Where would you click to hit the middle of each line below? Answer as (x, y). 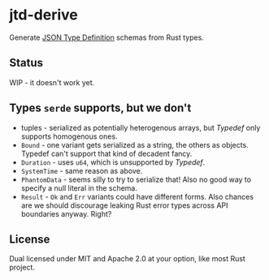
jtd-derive (43, 15)
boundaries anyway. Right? (66, 213)
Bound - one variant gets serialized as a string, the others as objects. (134, 144)
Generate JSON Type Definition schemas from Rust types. (106, 37)
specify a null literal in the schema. (79, 187)
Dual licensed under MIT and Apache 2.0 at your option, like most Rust (128, 259)
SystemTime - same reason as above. (82, 170)
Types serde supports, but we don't (100, 108)
